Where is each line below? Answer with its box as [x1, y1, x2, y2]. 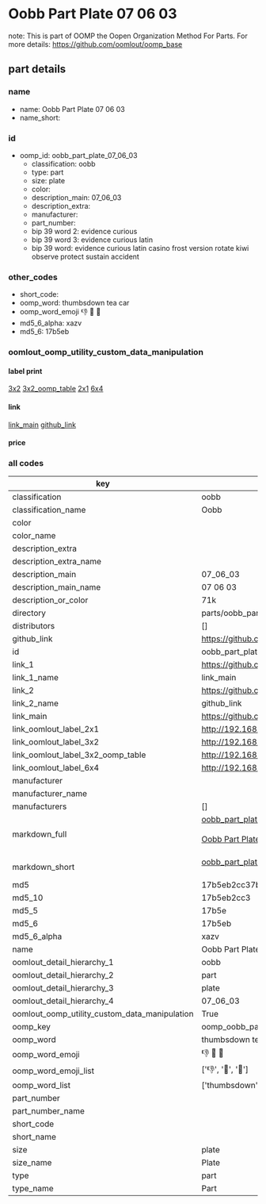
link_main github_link [8, 420, 77, 429]
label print [8, 366, 43, 375]
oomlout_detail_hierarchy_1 [12, 957, 114, 968]
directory [12, 608, 46, 619]
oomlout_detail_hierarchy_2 [12, 970, 114, 981]
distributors [12, 621, 55, 632]
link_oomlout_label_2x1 [12, 724, 100, 735]
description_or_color [12, 594, 89, 606]
